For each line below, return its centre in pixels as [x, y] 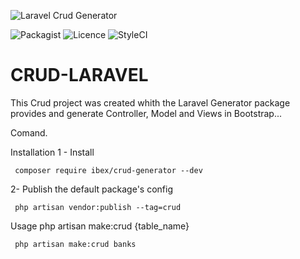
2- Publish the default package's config [92, 189]
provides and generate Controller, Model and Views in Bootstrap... [146, 113]
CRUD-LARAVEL [79, 75]
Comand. [29, 132]
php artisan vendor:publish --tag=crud [98, 207]
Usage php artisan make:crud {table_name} [100, 226]
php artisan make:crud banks [75, 244]
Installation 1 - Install [52, 152]
